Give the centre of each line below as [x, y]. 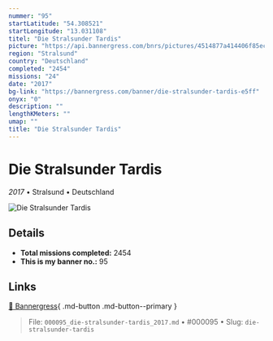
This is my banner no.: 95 [64, 261]
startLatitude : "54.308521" [56, 24]
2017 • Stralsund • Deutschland [61, 192]
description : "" [36, 106]
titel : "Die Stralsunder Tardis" [65, 39]
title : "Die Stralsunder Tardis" [65, 129]
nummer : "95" [30, 16]
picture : [23, 46]
